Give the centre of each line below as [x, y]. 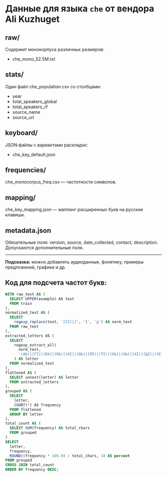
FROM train [21, 303]
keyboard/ [22, 133]
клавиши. [15, 215]
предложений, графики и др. [36, 267]
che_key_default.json [34, 154]
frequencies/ [26, 170]
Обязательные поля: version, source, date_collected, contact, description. [82, 242]
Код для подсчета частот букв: [56, 283]
